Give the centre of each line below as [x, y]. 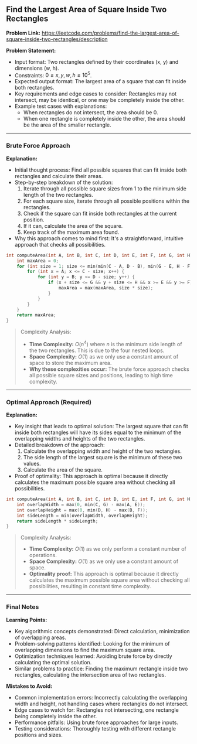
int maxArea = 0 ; [38, 261]
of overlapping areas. [40, 637]
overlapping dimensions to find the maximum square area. [85, 650]
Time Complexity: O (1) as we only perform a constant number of [108, 549]
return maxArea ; [37, 315]
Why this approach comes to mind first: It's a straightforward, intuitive [99, 238]
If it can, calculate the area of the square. [73, 226]
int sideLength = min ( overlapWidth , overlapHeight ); [82, 516]
